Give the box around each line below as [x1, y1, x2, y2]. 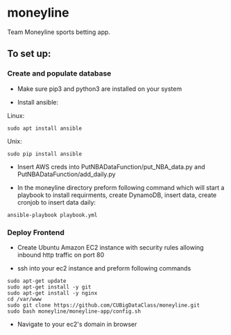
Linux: [7, 111, 25, 119]
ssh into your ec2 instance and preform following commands [17, 264, 191, 272]
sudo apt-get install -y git [7, 283, 92, 291]
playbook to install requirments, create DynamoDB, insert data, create [17, 191, 217, 199]
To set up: [7, 48, 51, 60]
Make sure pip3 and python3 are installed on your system [17, 85, 182, 93]
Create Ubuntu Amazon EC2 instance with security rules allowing [17, 243, 204, 251]
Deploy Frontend [7, 227, 65, 237]
